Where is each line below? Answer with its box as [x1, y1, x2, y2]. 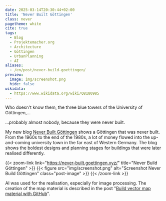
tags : [5, 30, 16, 35]
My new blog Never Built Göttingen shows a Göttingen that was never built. [5, 129, 160, 135]
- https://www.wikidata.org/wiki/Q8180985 [9, 91, 99, 96]
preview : [5, 72, 23, 77]
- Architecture [9, 44, 41, 49]
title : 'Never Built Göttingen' [5, 12, 72, 17]
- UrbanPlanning [9, 53, 43, 59]
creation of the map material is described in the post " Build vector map [5, 186, 151, 192]
